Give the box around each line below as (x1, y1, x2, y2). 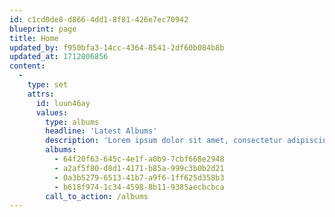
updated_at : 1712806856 (9, 52, 109, 62)
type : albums (45, 117, 100, 127)
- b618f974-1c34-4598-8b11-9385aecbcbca (53, 182, 225, 192)
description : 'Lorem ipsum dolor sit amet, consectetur (45, 136, 283, 146)
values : (35, 107, 69, 118)
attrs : (27, 89, 55, 99)
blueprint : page (9, 24, 77, 34)
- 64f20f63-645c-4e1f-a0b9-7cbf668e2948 (53, 154, 225, 164)
